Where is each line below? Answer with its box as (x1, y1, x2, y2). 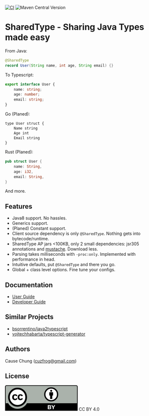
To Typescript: (5, 72, 34, 78)
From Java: (5, 48, 28, 53)
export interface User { (5, 82, 55, 87)
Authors (5, 345, 30, 353)
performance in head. (12, 256, 56, 262)
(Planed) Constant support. (12, 226, 67, 232)
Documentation (5, 281, 53, 289)
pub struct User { (5, 159, 42, 164)
